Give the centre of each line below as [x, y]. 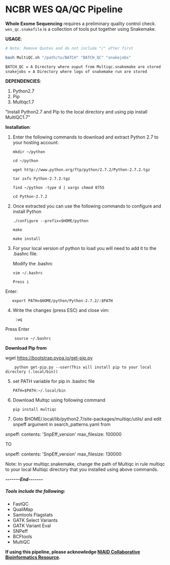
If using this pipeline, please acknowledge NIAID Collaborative [73, 552]
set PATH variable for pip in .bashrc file [54, 381]
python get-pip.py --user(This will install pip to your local [83, 367]
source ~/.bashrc [33, 338]
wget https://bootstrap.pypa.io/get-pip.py [49, 358]
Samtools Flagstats [33, 515]
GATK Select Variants [35, 521]
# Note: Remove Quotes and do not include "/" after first [69, 48]
